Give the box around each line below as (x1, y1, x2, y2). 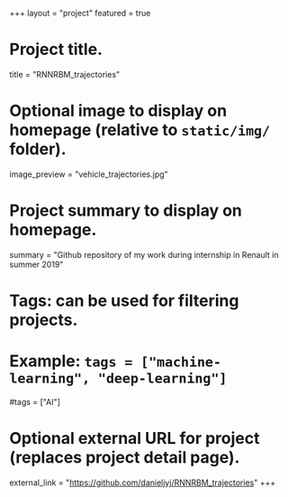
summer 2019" (9, 259, 64, 270)
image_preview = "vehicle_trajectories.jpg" (9, 169, 168, 179)
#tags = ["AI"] (9, 396, 61, 407)
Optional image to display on (9, 101, 228, 121)
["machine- (140, 354, 222, 371)
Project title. (9, 40, 103, 60)
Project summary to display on (9, 200, 243, 221)
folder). (9, 139, 67, 160)
